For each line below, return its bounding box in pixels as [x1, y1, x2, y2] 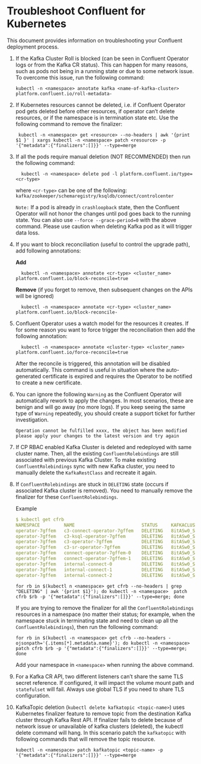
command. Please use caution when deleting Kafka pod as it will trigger [15, 222, 193, 230]
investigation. [15, 416, 49, 423]
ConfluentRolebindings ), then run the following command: [15, 623, 159, 630]
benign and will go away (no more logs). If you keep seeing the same [15, 403, 186, 410]
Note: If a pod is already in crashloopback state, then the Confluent [15, 203, 180, 210]
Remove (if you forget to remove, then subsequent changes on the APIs [15, 286, 193, 293]
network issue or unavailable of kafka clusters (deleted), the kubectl [15, 723, 184, 730]
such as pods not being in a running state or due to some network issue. [15, 67, 194, 74]
